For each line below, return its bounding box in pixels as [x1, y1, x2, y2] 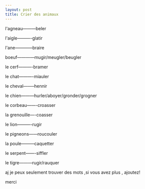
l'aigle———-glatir [5, 35, 43, 41]
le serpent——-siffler [5, 150, 48, 156]
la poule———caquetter [5, 141, 54, 146]
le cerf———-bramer [5, 64, 48, 70]
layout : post [5, 7, 32, 12]
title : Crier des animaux [5, 12, 58, 17]
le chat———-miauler [5, 73, 49, 79]
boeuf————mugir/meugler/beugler [5, 54, 82, 60]
